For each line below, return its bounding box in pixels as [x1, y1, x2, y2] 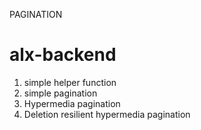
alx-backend [9, 44, 117, 66]
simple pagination [23, 87, 98, 99]
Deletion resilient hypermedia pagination [23, 108, 191, 120]
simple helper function [23, 76, 117, 88]
